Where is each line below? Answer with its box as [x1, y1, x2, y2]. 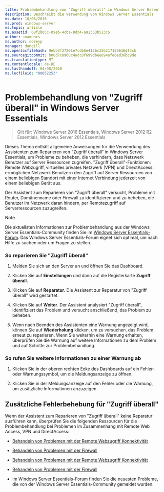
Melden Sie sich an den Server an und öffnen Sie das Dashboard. [12, 263, 144, 269]
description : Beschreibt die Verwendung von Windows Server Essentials [5, 12, 154, 17]
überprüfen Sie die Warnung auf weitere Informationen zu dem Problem [12, 337, 157, 343]
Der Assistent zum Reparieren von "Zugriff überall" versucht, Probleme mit [5, 189, 155, 195]
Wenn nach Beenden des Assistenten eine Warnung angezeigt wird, [12, 322, 149, 328]
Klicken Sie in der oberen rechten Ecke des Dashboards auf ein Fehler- [12, 366, 155, 372]
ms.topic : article [5, 25, 42, 30]
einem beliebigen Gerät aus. [5, 180, 62, 186]
